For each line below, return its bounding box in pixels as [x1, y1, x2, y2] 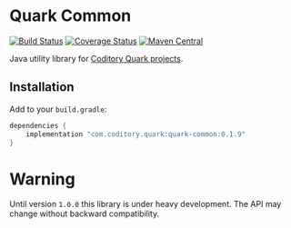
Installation [9, 79, 75, 95]
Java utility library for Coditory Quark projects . [9, 53, 184, 64]
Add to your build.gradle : [9, 104, 107, 114]
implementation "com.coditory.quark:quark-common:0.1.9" [25, 129, 246, 139]
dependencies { [9, 121, 67, 130]
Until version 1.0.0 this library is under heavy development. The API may [9, 199, 282, 210]
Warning [9, 169, 75, 189]
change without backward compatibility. [9, 208, 160, 219]
